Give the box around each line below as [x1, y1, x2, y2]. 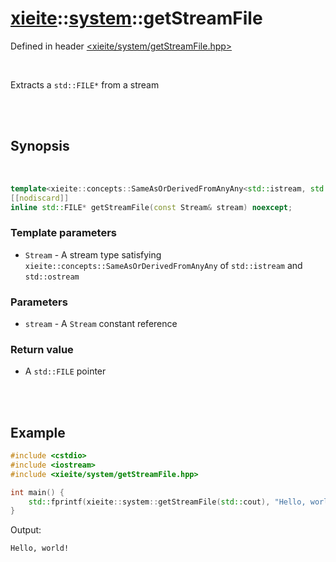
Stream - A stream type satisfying [24, 248, 162, 261]
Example [10, 424, 66, 441]
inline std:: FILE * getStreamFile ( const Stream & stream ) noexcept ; [10, 202, 293, 212]
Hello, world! [10, 543, 70, 554]
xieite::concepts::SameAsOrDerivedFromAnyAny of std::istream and [24, 259, 303, 271]
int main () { [10, 487, 65, 497]
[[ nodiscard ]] [10, 193, 70, 203]
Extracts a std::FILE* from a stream [10, 78, 160, 91]
